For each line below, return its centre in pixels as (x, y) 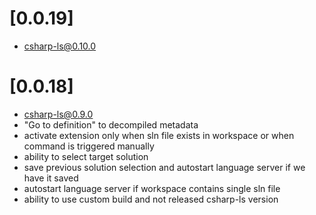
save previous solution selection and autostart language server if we (164, 167)
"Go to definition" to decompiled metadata (111, 124)
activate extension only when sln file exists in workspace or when (159, 135)
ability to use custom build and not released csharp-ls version (151, 199)
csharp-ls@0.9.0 (58, 114)
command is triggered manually (89, 146)
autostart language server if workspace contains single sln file (152, 188)
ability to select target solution (86, 156)
